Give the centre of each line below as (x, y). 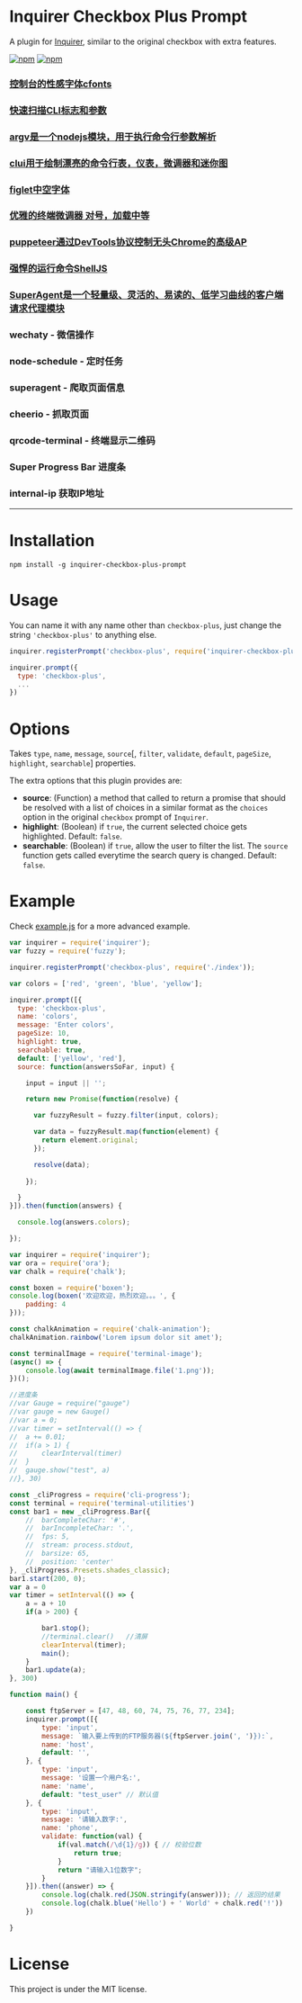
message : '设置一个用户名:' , (91, 1778)
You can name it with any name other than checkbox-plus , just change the (145, 625)
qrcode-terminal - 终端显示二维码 (82, 440)
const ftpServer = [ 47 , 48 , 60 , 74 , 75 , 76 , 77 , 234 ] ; (130, 1711)
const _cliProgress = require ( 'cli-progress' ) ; (100, 1495)
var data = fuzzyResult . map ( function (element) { (126, 1132)
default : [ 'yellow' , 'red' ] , (72, 1058)
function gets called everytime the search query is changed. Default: (149, 856)
